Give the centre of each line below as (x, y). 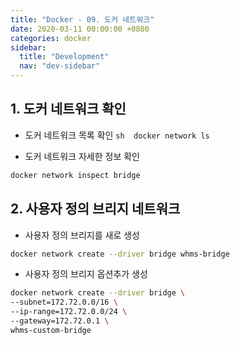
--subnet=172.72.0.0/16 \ (64, 302)
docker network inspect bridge (75, 175)
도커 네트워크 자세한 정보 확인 (82, 156)
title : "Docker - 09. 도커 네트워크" (82, 19)
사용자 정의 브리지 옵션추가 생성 (86, 274)
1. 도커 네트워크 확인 (68, 109)
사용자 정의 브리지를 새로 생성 (82, 235)
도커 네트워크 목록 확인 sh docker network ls (117, 135)
